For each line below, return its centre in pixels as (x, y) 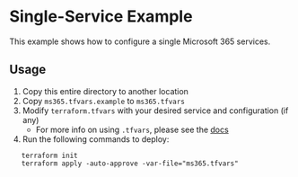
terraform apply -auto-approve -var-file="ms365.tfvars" (130, 164)
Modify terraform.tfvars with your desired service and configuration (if (155, 111)
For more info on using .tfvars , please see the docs (132, 129)
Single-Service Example (101, 17)
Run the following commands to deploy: (96, 139)
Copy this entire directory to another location (105, 91)
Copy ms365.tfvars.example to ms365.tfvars (104, 101)
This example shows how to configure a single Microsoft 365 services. (140, 41)
